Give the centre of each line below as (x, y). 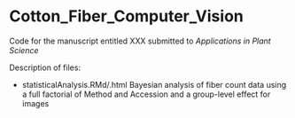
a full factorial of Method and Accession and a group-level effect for (146, 94)
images (35, 103)
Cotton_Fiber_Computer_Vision (126, 16)
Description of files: (45, 67)
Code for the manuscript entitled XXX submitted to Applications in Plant (140, 41)
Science (24, 50)
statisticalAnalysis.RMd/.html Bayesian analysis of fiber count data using (154, 84)
